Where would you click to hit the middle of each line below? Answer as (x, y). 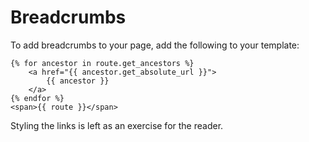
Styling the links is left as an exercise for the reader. (117, 125)
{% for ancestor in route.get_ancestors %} (102, 63)
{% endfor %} (37, 98)
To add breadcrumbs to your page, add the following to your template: (155, 45)
